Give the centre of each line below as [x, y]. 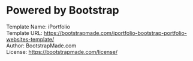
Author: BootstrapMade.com [41, 46]
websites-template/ [30, 39]
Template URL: [25, 33]
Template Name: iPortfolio [38, 27]
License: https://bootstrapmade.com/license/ [62, 52]
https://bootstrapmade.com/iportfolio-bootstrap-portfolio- [115, 33]
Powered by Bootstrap [63, 10]
